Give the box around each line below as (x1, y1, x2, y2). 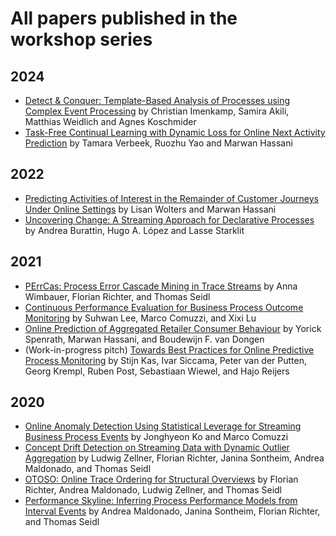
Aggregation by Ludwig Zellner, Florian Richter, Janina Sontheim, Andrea (24, 452, 325, 464)
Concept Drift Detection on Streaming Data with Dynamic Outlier (24, 442, 290, 454)
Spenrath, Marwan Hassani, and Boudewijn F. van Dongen (24, 333, 265, 345)
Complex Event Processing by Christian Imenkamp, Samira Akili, (24, 105, 290, 117)
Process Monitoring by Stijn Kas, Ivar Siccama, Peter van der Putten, (24, 354, 307, 366)
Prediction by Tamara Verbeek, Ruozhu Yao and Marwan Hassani (24, 137, 293, 149)
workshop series (10, 28, 153, 51)
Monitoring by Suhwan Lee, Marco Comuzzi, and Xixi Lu (24, 312, 257, 324)
